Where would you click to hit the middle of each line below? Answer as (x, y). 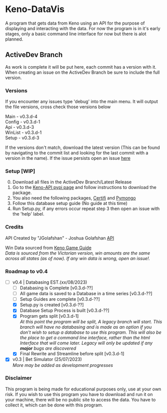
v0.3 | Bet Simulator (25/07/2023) (47, 359)
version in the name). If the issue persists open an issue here (68, 158)
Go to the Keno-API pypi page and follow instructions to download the (84, 187)
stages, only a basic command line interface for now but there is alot (76, 34)
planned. (14, 39)
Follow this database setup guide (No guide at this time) (70, 203)
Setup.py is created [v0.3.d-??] (52, 305)
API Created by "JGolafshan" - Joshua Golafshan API (59, 238)
